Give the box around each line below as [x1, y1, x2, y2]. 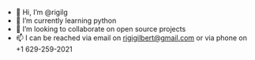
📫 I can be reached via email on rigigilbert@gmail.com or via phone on [15, 33, 247, 43]
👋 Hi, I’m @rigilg [15, 8, 69, 17]
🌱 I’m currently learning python [15, 16, 117, 25]
